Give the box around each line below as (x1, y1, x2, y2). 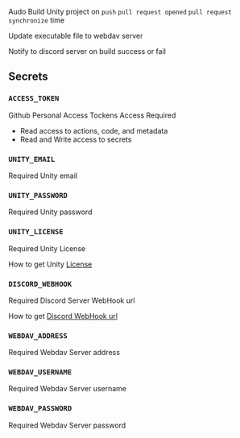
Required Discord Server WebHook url (8, 295, 135, 305)
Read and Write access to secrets (19, 134, 132, 144)
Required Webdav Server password (8, 420, 126, 430)
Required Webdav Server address (8, 348, 121, 357)
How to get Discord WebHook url (8, 311, 118, 320)
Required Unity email (8, 171, 78, 180)
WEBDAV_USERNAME (8, 368, 72, 377)
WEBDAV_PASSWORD (8, 404, 72, 413)
